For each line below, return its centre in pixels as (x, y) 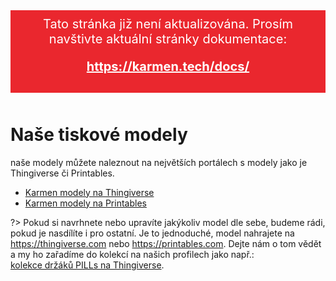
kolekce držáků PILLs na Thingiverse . (87, 265)
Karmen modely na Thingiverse (89, 192)
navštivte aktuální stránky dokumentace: (168, 39)
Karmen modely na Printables (85, 203)
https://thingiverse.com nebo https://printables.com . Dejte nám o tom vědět (166, 243)
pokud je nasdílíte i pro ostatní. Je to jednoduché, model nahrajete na (152, 233)
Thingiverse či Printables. (62, 173)
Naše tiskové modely (99, 135)
